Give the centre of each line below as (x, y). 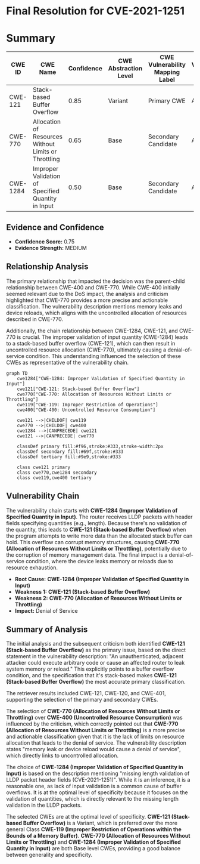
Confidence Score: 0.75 (45, 241)
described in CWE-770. (35, 319)
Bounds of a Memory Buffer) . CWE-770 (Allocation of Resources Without (98, 836)
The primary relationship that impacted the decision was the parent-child (96, 281)
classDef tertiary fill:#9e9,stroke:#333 (69, 457)
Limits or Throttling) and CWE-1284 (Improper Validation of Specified (94, 842)
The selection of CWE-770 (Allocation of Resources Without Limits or (93, 711)
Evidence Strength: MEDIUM (51, 248)
